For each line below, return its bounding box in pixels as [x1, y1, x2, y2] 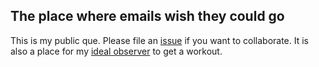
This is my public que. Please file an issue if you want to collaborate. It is [10, 34, 309, 46]
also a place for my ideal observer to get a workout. [10, 45, 223, 57]
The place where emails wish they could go [10, 8, 285, 25]
